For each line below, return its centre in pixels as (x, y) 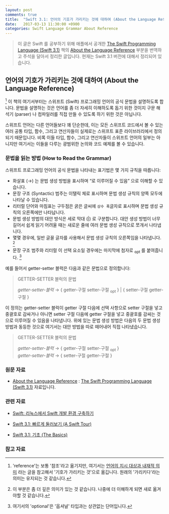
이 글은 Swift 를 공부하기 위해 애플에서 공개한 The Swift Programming (87, 44)
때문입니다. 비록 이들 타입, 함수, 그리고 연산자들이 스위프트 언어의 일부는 (85, 137)
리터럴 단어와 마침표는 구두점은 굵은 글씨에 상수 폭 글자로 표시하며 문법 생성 (85, 206)
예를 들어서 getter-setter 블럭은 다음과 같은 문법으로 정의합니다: (68, 268)
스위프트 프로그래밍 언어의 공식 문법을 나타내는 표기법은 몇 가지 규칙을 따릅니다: (83, 170)
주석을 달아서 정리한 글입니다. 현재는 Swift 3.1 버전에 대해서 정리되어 (90, 57)
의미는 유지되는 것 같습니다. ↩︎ (42, 479)
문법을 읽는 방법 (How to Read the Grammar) (58, 158)
